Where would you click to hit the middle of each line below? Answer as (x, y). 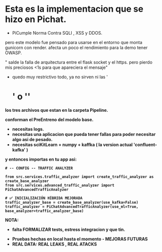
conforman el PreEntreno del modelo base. (49, 119)
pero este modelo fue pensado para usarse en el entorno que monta (74, 42)
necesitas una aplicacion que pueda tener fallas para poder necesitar (84, 134)
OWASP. (13, 53)
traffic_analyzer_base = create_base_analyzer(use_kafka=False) (72, 202)
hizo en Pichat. (36, 19)
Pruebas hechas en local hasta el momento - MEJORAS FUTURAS (80, 239)
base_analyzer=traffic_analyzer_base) (44, 211)
